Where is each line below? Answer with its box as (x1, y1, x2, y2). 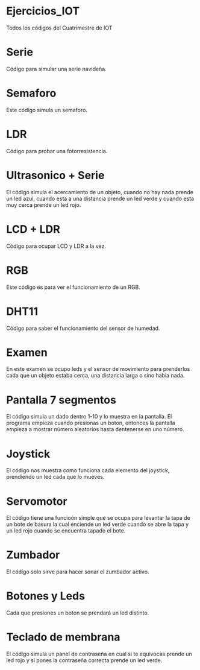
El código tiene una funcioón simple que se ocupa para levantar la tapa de (6, 514, 191, 522)
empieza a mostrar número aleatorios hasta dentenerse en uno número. (6, 426, 185, 433)
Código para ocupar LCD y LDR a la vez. (6, 242, 107, 250)
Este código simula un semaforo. (6, 106, 87, 113)
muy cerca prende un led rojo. (6, 201, 81, 209)
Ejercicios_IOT (6, 4, 80, 18)
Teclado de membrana (6, 630, 120, 644)
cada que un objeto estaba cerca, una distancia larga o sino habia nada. (6, 372, 185, 379)
